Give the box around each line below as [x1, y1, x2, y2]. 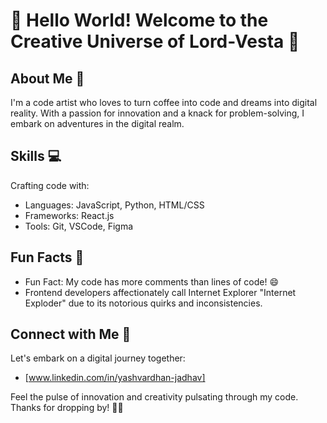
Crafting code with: [10, 179, 90, 191]
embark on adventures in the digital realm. [10, 118, 185, 129]
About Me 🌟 [10, 70, 85, 87]
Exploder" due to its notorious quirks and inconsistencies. [24, 297, 263, 309]
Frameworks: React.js [24, 209, 115, 221]
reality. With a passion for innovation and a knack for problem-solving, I [10, 107, 305, 119]
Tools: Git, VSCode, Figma [24, 220, 134, 232]
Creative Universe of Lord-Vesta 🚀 [10, 30, 300, 53]
